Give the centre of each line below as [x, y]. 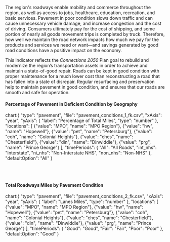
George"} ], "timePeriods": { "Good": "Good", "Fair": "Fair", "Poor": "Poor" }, [84, 229]
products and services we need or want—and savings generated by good [82, 45]
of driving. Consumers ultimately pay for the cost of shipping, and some [80, 29]
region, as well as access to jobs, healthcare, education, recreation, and [80, 13]
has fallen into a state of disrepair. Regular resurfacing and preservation [80, 82]
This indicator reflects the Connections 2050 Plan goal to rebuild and [77, 60]
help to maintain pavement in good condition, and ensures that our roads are [85, 87]
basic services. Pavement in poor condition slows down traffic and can [79, 18]
